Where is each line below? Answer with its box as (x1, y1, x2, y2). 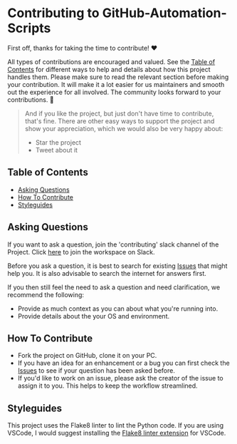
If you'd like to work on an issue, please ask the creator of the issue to (17, 374, 223, 383)
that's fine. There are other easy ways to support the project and (24, 116, 215, 125)
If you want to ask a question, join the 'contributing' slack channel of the (7, 240, 219, 249)
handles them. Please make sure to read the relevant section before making (7, 73, 229, 81)
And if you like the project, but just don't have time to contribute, (24, 109, 214, 118)
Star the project (35, 138, 82, 147)
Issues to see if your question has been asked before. (17, 366, 176, 375)
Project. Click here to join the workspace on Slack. (7, 247, 155, 256)
